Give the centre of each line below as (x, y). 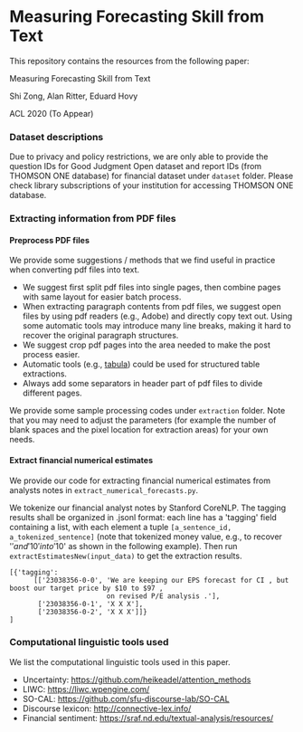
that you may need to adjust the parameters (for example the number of (143, 420)
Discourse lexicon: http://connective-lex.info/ (107, 708)
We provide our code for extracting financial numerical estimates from (140, 480)
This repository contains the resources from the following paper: (130, 61)
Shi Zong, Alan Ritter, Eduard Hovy (74, 96)
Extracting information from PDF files (93, 219)
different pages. (52, 393)
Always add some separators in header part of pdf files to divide (142, 384)
